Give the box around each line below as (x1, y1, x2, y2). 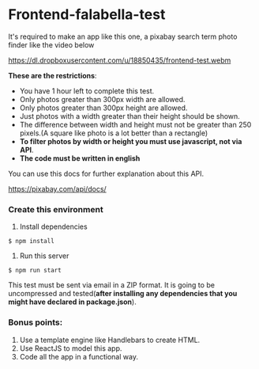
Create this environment (8, 204, 104, 215)
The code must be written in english (19, 153, 141, 163)
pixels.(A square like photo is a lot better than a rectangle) (19, 128, 208, 138)
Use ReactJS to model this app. (19, 343, 122, 353)
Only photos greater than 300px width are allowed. (19, 94, 186, 104)
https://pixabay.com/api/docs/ (8, 184, 107, 193)
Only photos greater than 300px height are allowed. (19, 103, 188, 112)
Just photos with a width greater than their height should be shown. (19, 111, 241, 120)
